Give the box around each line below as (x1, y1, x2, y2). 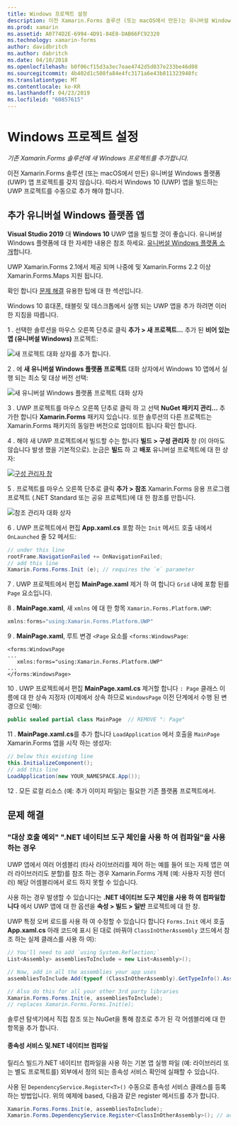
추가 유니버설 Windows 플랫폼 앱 (7, 209, 145, 222)
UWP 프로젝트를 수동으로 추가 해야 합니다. (7, 186, 124, 195)
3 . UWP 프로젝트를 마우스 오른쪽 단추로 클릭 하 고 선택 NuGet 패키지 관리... (7, 403, 218, 412)
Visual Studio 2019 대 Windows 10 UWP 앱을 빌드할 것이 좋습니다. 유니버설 (7, 229, 222, 238)
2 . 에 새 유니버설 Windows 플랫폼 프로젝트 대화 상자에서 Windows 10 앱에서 (7, 364, 221, 373)
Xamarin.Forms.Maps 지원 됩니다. (7, 271, 103, 280)
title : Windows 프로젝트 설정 (7, 10, 88, 18)
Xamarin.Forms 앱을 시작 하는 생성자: (7, 739, 112, 747)
